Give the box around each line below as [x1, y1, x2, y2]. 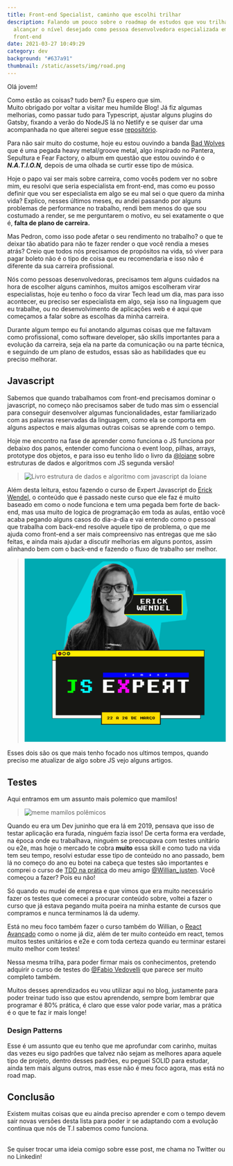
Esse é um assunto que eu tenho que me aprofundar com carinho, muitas [7, 1042, 217, 1050]
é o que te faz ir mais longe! [7, 1008, 87, 1017]
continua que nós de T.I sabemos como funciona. [7, 1124, 149, 1133]
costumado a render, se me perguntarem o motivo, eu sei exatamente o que [7, 211, 224, 219]
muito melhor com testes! [7, 944, 80, 953]
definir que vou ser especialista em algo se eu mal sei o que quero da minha [7, 189, 225, 197]
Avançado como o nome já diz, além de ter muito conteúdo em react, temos [7, 930, 224, 938]
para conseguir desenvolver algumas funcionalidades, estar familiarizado [7, 408, 217, 417]
